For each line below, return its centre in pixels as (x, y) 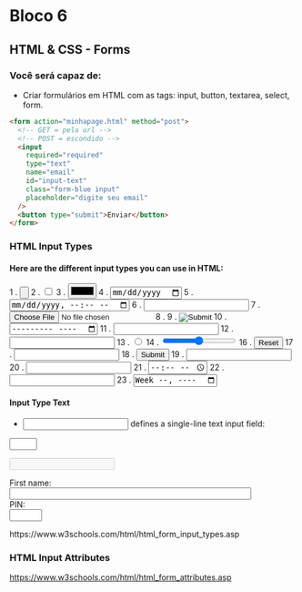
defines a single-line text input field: (198, 424)
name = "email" (50, 173)
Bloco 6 (39, 16)
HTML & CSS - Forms (70, 50)
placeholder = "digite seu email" (87, 198)
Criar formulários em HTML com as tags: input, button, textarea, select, (156, 95)
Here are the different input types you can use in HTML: (117, 268)
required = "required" (65, 156)
